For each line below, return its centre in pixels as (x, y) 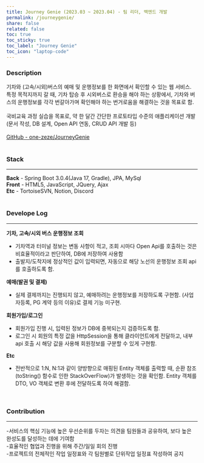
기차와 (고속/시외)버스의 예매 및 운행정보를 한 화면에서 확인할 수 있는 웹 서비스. (99, 87)
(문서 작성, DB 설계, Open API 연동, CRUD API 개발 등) (71, 124)
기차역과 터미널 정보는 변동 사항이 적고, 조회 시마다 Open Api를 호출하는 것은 (106, 246)
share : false (23, 23)
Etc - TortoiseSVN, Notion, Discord (50, 191)
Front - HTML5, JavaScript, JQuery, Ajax (57, 185)
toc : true (19, 35)
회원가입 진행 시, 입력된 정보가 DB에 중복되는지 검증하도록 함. (87, 328)
